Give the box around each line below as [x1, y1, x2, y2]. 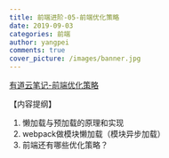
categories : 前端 [9, 29, 71, 38]
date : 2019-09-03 [9, 21, 74, 30]
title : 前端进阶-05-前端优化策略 [9, 12, 120, 22]
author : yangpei [9, 37, 69, 47]
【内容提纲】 [9, 99, 56, 109]
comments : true [9, 46, 66, 55]
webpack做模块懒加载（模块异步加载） [21, 129, 165, 138]
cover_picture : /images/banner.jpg [9, 54, 141, 63]
